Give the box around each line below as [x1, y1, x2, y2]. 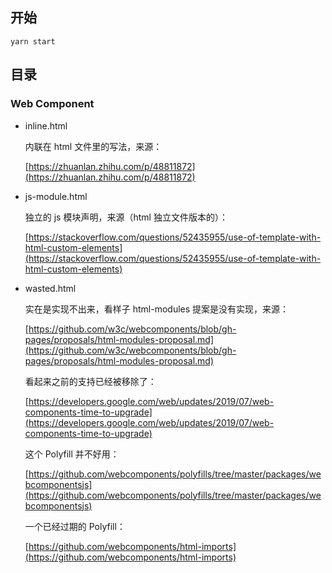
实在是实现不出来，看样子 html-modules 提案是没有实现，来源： [24, 303, 290, 315]
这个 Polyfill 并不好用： [24, 448, 120, 460]
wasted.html [24, 282, 77, 294]
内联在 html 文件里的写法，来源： [24, 140, 163, 152]
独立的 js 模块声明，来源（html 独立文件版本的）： [24, 211, 228, 223]
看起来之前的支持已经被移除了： [24, 375, 157, 387]
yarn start [10, 36, 56, 47]
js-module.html [24, 190, 88, 202]
